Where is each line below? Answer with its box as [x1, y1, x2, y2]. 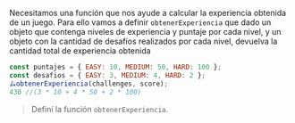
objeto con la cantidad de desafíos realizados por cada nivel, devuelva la [9, 36, 278, 46]
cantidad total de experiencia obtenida [9, 45, 151, 56]
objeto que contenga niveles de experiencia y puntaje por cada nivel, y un [9, 27, 282, 37]
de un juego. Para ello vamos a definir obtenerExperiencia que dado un [9, 17, 272, 28]
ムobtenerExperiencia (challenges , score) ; [9, 79, 168, 88]
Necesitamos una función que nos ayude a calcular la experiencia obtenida [9, 8, 287, 18]
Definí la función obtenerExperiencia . [30, 103, 169, 114]
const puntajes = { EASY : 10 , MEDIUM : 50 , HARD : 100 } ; [9, 62, 222, 71]
